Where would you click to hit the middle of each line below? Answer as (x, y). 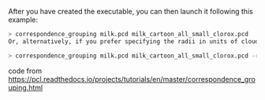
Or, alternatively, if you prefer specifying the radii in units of (123, 41)
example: (23, 20)
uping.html (26, 87)
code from (25, 71)
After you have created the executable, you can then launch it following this (131, 11)
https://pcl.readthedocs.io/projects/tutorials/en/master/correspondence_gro (132, 79)
